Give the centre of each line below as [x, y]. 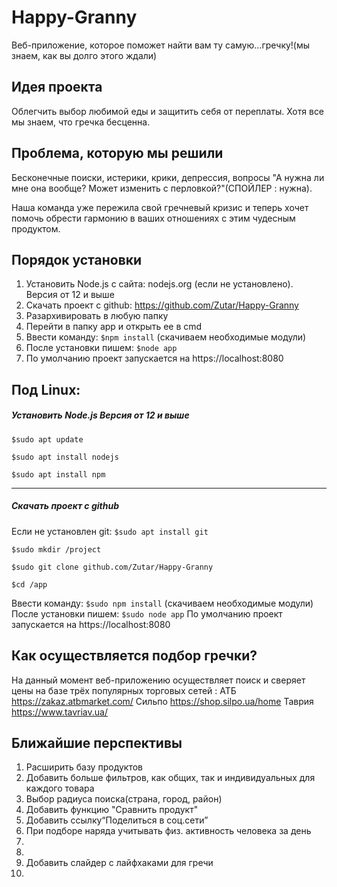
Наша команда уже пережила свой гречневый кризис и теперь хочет [160, 207]
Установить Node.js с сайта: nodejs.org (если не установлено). [159, 284]
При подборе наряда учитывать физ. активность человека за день [168, 831]
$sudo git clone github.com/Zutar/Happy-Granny [112, 567]
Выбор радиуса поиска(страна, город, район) [124, 799]
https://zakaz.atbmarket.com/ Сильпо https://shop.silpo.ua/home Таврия [162, 701]
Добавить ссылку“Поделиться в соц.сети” [117, 820]
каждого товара [60, 788]
